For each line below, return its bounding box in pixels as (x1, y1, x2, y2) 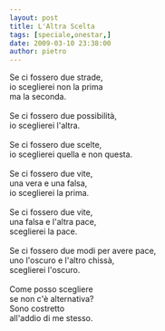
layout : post (9, 13, 59, 23)
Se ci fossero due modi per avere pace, (9, 246, 157, 257)
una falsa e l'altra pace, (9, 217, 97, 228)
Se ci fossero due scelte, (9, 140, 102, 151)
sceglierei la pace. (9, 226, 78, 237)
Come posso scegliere (9, 284, 93, 295)
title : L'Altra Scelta (9, 22, 95, 31)
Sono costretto (9, 303, 65, 314)
